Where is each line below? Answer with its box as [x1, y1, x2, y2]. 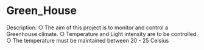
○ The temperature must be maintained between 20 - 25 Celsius [6, 37, 169, 44]
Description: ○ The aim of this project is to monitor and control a [6, 24, 169, 31]
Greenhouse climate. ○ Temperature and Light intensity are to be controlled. [6, 30, 198, 37]
